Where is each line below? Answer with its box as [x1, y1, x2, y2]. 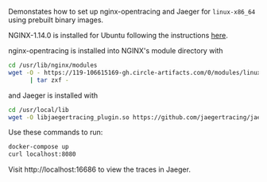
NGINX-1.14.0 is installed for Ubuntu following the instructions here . [8, 31, 229, 40]
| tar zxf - [29, 76, 69, 84]
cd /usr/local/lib [8, 106, 69, 114]
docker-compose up [8, 143, 69, 151]
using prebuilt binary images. [8, 15, 104, 25]
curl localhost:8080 [8, 150, 77, 158]
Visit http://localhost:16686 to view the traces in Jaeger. [8, 165, 191, 174]
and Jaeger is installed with [8, 91, 99, 100]
